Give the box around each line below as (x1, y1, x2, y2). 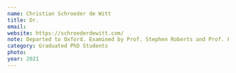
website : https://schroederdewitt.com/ (7, 29, 124, 37)
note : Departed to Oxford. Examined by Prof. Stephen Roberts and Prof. (7, 36, 225, 43)
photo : (7, 49, 27, 56)
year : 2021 (7, 56, 39, 63)
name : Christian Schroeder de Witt (7, 10, 112, 17)
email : (7, 23, 27, 30)
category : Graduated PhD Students (7, 42, 109, 49)
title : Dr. (7, 17, 39, 24)
